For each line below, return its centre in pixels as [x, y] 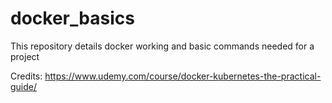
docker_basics [72, 18]
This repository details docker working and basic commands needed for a [162, 46]
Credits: [26, 76]
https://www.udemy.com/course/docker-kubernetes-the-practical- [183, 76]
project [25, 56]
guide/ [24, 86]
